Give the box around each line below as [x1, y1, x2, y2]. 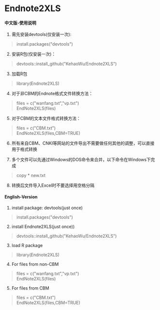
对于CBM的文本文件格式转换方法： [11, 115, 81, 121]
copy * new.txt [16, 173, 45, 179]
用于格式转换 [11, 147, 37, 152]
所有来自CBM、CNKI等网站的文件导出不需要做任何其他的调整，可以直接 [11, 140, 155, 146]
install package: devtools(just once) [11, 205, 83, 211]
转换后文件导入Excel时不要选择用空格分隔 [11, 182, 95, 188]
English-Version [4, 194, 38, 199]
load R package [11, 242, 43, 248]
